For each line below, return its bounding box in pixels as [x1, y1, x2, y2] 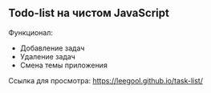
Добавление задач [19, 43, 85, 53]
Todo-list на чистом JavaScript [8, 6, 170, 20]
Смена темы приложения [19, 60, 108, 70]
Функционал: [8, 27, 54, 37]
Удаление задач [19, 51, 76, 61]
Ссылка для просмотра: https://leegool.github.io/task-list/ [8, 75, 203, 85]
